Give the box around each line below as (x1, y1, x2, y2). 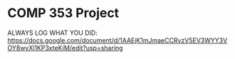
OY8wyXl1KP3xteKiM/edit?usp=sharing (7, 43, 123, 52)
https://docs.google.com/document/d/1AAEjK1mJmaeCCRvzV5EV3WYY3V (7, 36, 228, 44)
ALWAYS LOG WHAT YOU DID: (7, 28, 98, 37)
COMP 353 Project (7, 5, 120, 21)
